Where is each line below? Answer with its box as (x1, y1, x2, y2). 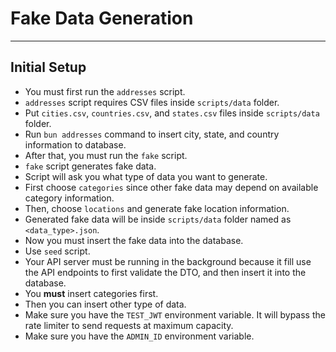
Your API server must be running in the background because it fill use (24, 255, 312, 267)
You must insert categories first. (24, 287, 159, 299)
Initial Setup (10, 59, 87, 76)
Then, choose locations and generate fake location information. (24, 202, 290, 214)
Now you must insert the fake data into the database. (24, 234, 244, 246)
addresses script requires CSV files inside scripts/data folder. (24, 96, 280, 108)
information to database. (24, 138, 127, 151)
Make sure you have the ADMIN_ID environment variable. (24, 330, 255, 342)
